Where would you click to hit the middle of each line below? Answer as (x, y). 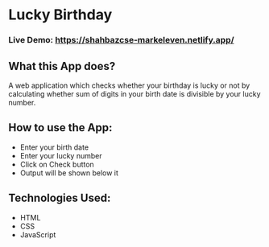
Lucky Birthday (60, 15)
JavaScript (38, 234)
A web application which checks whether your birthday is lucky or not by (129, 85)
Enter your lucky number (61, 155)
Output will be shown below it (69, 173)
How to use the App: (60, 128)
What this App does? (62, 66)
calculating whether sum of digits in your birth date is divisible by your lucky (134, 93)
